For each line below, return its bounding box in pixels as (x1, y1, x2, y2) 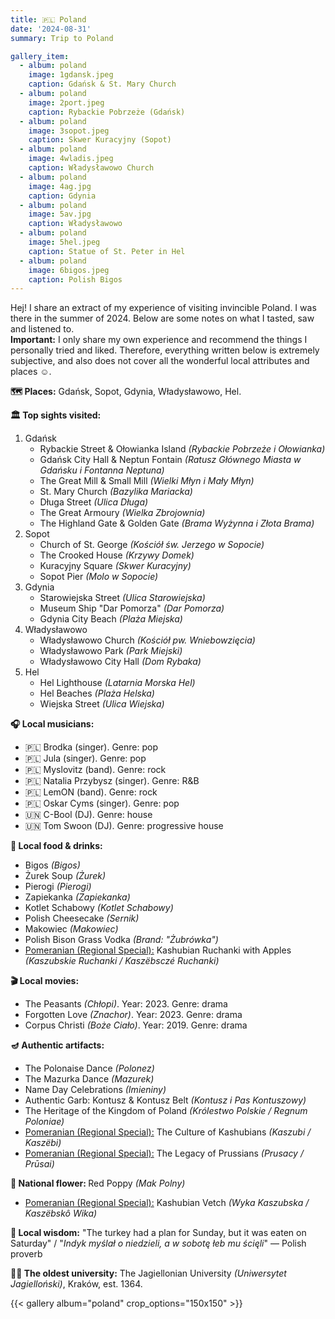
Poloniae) (24, 1116, 65, 1128)
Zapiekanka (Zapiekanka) (24, 891, 131, 903)
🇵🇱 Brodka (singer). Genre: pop (24, 741, 159, 753)
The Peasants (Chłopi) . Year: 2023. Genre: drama (24, 998, 228, 1010)
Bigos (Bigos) (24, 859, 81, 871)
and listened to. (10, 323, 75, 335)
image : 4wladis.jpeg (28, 154, 114, 164)
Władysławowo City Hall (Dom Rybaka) (39, 656, 202, 668)
